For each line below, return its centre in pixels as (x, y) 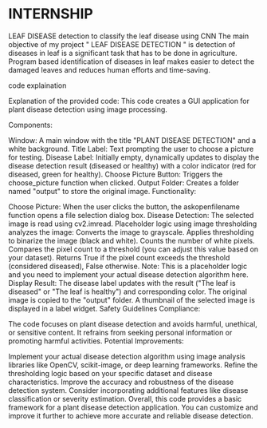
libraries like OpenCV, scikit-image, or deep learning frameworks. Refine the (133, 365)
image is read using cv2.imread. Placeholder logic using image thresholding (133, 224)
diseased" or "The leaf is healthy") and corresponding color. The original (128, 291)
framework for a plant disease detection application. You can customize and (133, 407)
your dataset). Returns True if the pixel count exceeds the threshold (119, 257)
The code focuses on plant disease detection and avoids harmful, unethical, (133, 323)
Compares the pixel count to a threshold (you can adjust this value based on (133, 249)
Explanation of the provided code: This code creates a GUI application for (129, 101)
